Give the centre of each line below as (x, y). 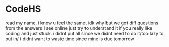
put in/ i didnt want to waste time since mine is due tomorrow (70, 39)
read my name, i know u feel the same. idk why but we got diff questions (82, 23)
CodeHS (23, 9)
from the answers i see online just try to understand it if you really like (79, 28)
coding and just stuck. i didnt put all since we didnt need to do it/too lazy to (84, 33)
